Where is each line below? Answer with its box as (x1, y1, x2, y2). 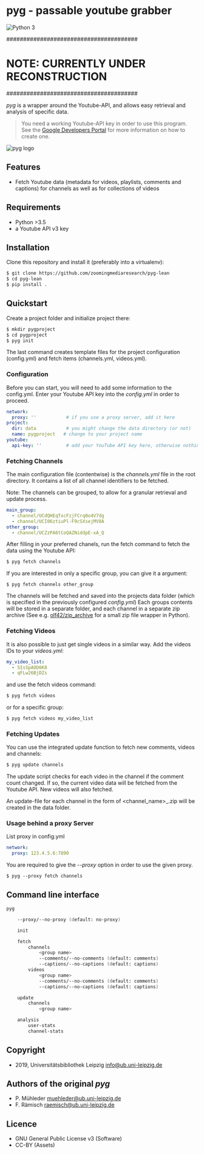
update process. (6, 496, 47, 503)
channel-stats (28, 1028, 64, 1034)
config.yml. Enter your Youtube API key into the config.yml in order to (6, 390, 180, 398)
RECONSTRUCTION (6, 70, 107, 84)
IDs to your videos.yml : (6, 647, 64, 654)
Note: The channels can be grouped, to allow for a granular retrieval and (6, 489, 187, 496)
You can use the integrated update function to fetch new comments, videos (6, 743, 195, 751)
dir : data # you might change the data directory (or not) (12, 426, 191, 432)
